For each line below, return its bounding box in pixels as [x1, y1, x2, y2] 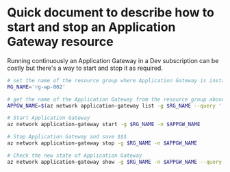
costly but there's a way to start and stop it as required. [7, 64, 163, 72]
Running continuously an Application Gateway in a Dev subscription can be [7, 56, 219, 64]
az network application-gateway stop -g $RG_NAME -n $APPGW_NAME [7, 140, 197, 147]
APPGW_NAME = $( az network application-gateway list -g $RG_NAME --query [7, 102, 216, 109]
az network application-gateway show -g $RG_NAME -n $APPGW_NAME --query [7, 158, 222, 165]
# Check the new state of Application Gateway [7, 152, 142, 159]
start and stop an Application [7, 19, 176, 35]
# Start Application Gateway [7, 114, 90, 121]
